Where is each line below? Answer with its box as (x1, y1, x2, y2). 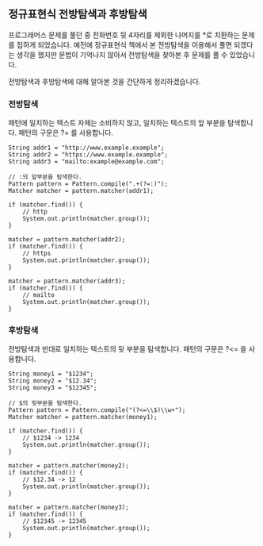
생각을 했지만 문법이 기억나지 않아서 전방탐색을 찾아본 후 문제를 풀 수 (16, 50, 228, 60)
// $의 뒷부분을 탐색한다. (8, 399, 82, 407)
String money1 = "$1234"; (8, 370, 93, 379)
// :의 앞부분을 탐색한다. (8, 173, 82, 181)
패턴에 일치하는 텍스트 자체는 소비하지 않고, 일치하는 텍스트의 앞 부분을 (8, 118, 226, 128)
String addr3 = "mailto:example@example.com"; (8, 158, 165, 166)
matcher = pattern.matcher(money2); (8, 462, 129, 470)
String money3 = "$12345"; (8, 384, 97, 392)
